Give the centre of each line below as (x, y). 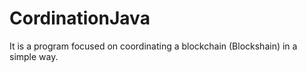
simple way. (34, 56)
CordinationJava (80, 18)
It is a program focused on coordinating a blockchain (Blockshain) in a (153, 46)
